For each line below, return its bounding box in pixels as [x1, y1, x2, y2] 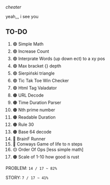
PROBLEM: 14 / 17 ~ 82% [5, 165, 57, 171]
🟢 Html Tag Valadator [12, 85, 57, 91]
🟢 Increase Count [12, 48, 49, 54]
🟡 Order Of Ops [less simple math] [12, 146, 84, 152]
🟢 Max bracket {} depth [12, 63, 62, 69]
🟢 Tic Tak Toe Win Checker [12, 78, 69, 83]
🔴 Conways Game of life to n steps [12, 141, 83, 147]
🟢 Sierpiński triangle [12, 70, 55, 76]
